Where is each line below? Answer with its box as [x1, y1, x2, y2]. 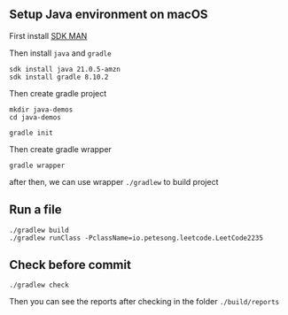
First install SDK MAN [9, 30, 88, 41]
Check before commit [9, 257, 131, 273]
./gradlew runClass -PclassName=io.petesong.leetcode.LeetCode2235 [9, 234, 264, 242]
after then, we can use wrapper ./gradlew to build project [9, 176, 219, 187]
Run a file [9, 203, 62, 218]
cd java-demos [9, 112, 62, 122]
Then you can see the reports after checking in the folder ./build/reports [9, 296, 280, 307]
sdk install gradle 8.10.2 [9, 73, 109, 81]
